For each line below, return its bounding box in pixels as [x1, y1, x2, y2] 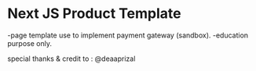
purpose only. [7, 38, 53, 48]
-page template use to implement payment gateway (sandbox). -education [7, 30, 249, 40]
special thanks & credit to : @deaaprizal [7, 54, 136, 63]
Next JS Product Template [7, 5, 181, 23]
